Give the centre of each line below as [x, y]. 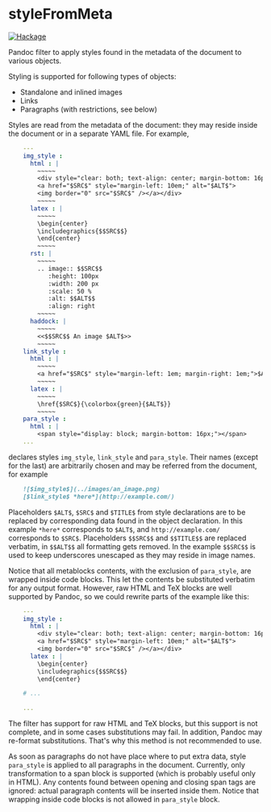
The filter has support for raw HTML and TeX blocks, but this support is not [133, 724]
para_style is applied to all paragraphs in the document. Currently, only [127, 765]
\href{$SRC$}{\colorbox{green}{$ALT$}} [104, 404]
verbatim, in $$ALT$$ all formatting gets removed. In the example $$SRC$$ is [132, 546]
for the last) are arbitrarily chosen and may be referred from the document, [133, 465]
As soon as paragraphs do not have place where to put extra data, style [127, 756]
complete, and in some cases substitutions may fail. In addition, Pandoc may [135, 732]
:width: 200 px [73, 284]
